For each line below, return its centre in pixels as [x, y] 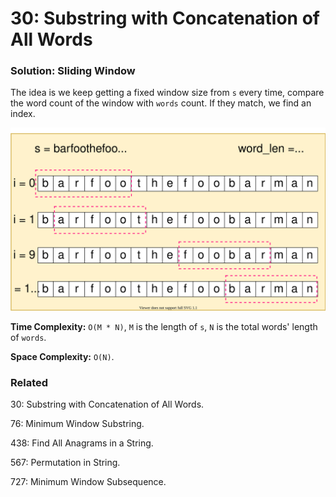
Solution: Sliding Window [73, 71]
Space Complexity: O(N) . [62, 356]
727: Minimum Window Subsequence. [88, 482]
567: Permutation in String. [65, 463]
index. [23, 114]
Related [29, 382]
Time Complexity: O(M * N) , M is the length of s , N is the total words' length [164, 326]
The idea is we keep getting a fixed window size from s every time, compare [167, 93]
